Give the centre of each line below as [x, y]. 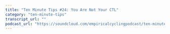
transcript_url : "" [26, 19]
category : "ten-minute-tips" [36, 14]
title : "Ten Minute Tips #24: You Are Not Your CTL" [62, 10]
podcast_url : [19, 24]
